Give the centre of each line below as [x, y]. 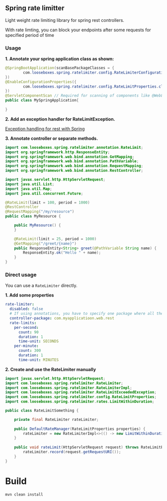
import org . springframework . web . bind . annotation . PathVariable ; [72, 161]
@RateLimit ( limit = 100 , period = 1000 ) [48, 202]
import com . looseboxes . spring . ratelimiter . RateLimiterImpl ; [69, 388]
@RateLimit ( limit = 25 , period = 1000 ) [55, 239]
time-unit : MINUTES [38, 360]
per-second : [26, 327]
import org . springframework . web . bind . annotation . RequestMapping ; [74, 166]
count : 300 [30, 351]
